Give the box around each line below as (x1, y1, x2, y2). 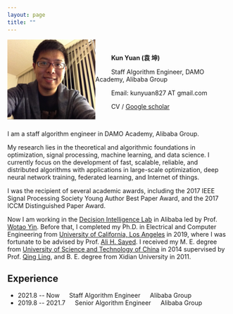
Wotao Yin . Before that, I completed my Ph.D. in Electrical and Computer (7, 222, 217, 231)
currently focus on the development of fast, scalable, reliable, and (7, 158, 199, 166)
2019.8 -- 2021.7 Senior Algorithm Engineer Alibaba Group (17, 299, 203, 307)
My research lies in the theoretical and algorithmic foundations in (7, 143, 196, 151)
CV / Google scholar (111, 102, 170, 110)
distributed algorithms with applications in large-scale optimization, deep (7, 165, 219, 174)
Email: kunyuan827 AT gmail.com (111, 89, 208, 97)
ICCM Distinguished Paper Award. (7, 201, 106, 210)
